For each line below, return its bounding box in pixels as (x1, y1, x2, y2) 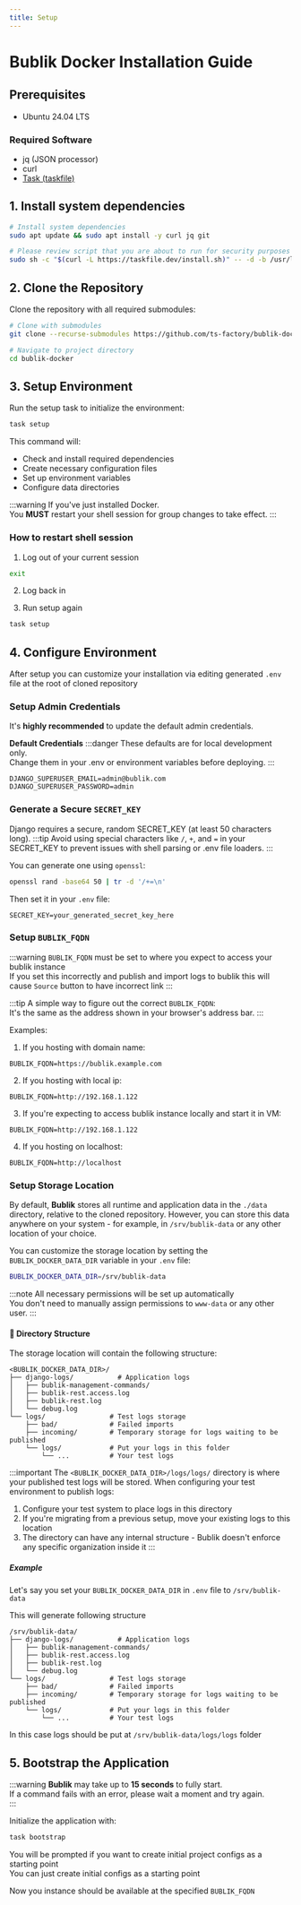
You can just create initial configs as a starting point (9, 1867, 201, 1878)
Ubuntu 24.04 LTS (21, 111, 90, 122)
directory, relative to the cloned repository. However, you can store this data (9, 1209, 289, 1220)
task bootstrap (9, 1833, 66, 1842)
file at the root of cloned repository (9, 678, 139, 689)
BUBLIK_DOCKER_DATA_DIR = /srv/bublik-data (9, 1272, 167, 1281)
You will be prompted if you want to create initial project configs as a (9, 1849, 262, 1859)
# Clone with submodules (9, 322, 102, 331)
